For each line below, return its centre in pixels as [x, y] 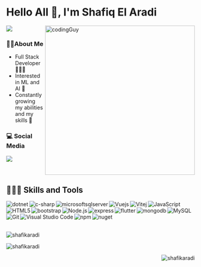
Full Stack [27, 57]
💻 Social [19, 136]
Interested [28, 76]
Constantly [28, 95]
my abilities [29, 108]
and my [24, 114]
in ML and [27, 82]
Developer [28, 63]
